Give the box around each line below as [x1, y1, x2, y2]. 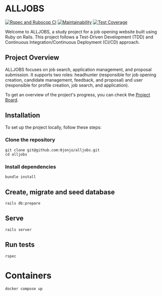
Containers [5, 270, 52, 281]
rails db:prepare [5, 201, 41, 206]
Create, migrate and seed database [5, 188, 115, 196]
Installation [5, 111, 40, 119]
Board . [5, 97, 19, 103]
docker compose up [5, 286, 43, 291]
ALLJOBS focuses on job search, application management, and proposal [5, 66, 152, 72]
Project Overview [5, 54, 59, 62]
